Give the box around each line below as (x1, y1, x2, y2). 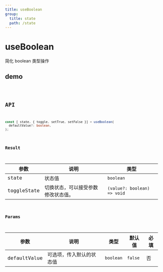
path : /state (9, 20, 36, 26)
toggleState (7, 187, 40, 194)
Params (5, 214, 21, 220)
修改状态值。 (44, 192, 74, 198)
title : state (9, 16, 36, 21)
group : (5, 12, 18, 16)
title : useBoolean (5, 7, 42, 12)
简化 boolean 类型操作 (5, 58, 49, 64)
